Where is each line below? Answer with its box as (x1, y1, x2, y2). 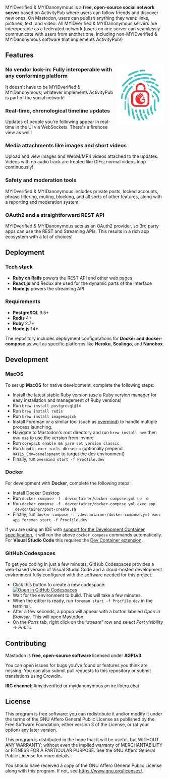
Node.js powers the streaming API (12, 285, 85, 291)
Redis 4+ (12, 315, 32, 321)
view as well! (5, 129, 32, 135)
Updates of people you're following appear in (5, 118, 99, 125)
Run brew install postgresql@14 (12, 402, 81, 408)
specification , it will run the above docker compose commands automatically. (5, 531, 162, 537)
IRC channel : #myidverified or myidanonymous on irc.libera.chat (5, 683, 140, 689)
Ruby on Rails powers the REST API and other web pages (12, 275, 133, 281)
